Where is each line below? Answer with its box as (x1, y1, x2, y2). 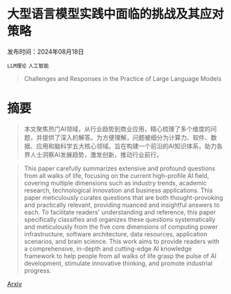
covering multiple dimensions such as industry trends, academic (23, 179, 207, 187)
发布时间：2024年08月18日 (7, 47, 85, 56)
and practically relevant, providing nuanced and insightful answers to (23, 201, 220, 209)
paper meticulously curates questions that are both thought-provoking (23, 193, 223, 201)
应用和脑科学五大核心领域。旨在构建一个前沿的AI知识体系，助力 (36, 142, 217, 150)
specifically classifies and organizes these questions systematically (23, 215, 216, 223)
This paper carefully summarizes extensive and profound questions (23, 164, 215, 172)
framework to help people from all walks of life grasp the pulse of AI (23, 251, 217, 260)
